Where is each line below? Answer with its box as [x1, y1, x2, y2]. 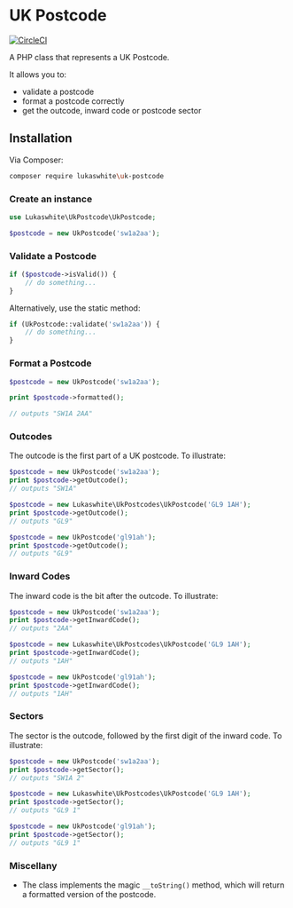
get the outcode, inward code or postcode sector [21, 105, 202, 115]
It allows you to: [9, 68, 67, 80]
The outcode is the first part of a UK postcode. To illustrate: [9, 450, 227, 462]
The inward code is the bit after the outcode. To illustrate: [9, 590, 219, 601]
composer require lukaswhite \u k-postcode [9, 171, 165, 180]
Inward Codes [9, 570, 71, 582]
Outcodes [9, 430, 53, 443]
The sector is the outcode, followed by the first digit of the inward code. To [9, 730, 282, 741]
